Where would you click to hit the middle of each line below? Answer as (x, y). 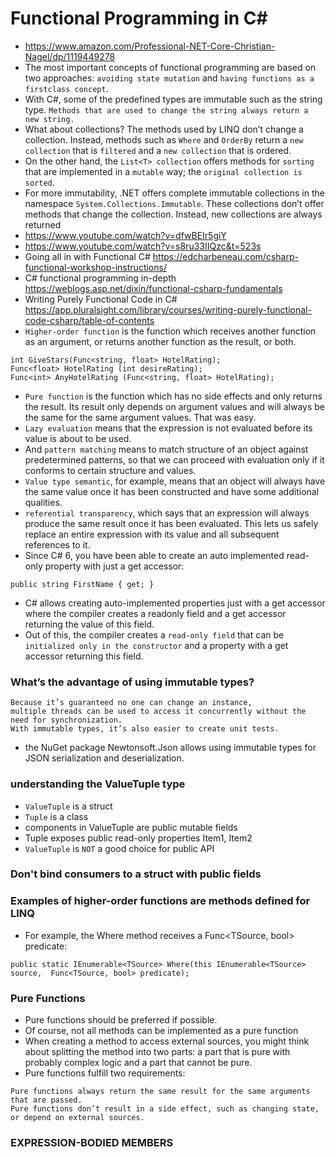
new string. (49, 119)
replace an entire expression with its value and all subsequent (152, 534)
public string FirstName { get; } (82, 584)
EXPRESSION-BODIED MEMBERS (92, 1142)
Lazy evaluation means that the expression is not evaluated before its (168, 428)
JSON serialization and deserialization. (104, 758)
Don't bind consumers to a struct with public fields (136, 874)
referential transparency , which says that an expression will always (167, 513)
